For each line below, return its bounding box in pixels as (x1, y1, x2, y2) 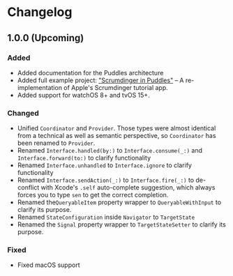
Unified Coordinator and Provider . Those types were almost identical (17, 124, 216, 132)
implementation (17, 83, 63, 91)
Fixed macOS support (17, 261, 80, 269)
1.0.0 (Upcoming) (7, 32, 84, 44)
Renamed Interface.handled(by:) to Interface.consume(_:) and (17, 146, 203, 155)
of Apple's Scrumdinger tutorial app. (63, 83, 169, 91)
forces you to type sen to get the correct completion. (17, 191, 169, 199)
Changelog (7, 4, 73, 20)
